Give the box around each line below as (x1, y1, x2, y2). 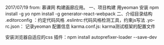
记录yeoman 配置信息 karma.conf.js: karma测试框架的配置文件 (25, 23, 156, 29)
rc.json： (5, 23, 24, 29)
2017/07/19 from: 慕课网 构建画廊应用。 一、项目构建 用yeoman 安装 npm (5, 5, 159, 10)
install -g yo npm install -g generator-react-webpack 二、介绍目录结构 (5, 11, 153, 17)
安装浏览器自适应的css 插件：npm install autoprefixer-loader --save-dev (5, 34, 157, 40)
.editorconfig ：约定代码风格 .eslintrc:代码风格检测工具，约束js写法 (5, 17, 145, 23)
